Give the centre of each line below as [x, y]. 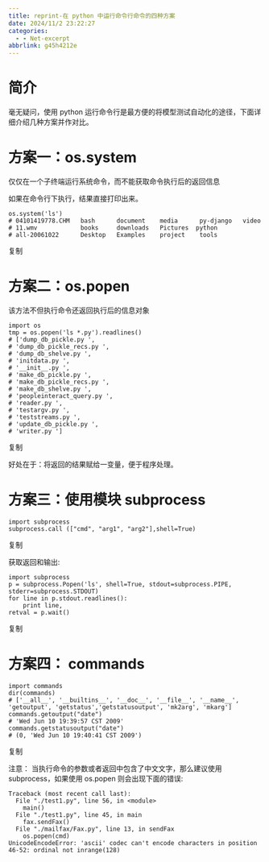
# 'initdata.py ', [39, 361]
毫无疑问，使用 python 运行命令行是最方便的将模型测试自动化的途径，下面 [131, 112]
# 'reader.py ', [35, 403]
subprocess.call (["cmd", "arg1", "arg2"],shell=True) [102, 528]
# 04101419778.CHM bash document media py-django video [135, 221]
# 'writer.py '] [35, 431]
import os [25, 325]
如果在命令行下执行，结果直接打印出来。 [75, 199]
